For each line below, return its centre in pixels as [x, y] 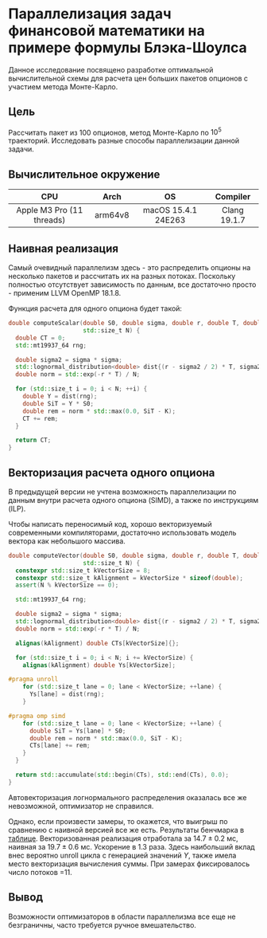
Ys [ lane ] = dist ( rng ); [67, 694]
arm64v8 [112, 215]
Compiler [233, 197]
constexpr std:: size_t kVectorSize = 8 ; [83, 571]
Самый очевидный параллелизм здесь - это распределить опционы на [130, 268]
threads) [50, 220]
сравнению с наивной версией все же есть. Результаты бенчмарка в [126, 830]
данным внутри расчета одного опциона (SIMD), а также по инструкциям [133, 500]
